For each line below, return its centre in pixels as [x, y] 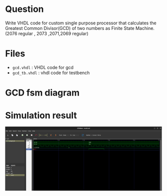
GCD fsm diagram [42, 93]
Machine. [145, 28]
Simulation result [41, 116]
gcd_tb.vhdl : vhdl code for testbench [51, 73]
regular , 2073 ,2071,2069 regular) [53, 33]
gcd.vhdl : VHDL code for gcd [43, 67]
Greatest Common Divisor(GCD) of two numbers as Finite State [70, 28]
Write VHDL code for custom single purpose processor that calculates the [81, 23]
